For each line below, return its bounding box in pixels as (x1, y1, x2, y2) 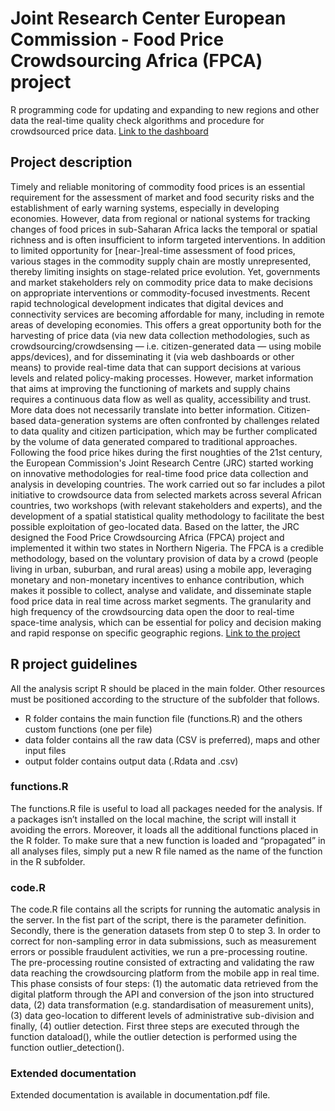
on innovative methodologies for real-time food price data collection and (10, 467, 309, 479)
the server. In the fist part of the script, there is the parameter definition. (10, 914, 307, 926)
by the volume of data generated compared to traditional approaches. (10, 435, 298, 447)
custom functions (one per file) (24, 723, 153, 735)
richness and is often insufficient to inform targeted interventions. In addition (10, 233, 326, 246)
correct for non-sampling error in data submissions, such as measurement (10, 935, 317, 947)
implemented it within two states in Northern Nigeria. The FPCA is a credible (10, 542, 324, 554)
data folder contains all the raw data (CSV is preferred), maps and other (24, 733, 321, 746)
